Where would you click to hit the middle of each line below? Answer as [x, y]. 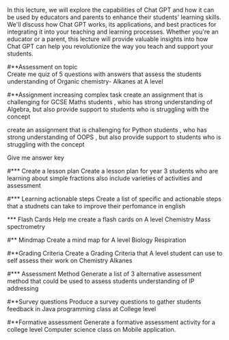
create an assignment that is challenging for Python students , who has [107, 130]
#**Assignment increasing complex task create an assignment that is [105, 95]
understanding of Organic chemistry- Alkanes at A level [85, 81]
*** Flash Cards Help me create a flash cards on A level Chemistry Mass [109, 219]
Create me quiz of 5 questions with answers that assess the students [104, 74]
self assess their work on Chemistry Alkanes [70, 260]
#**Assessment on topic [42, 67]
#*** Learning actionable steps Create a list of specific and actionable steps [114, 199]
